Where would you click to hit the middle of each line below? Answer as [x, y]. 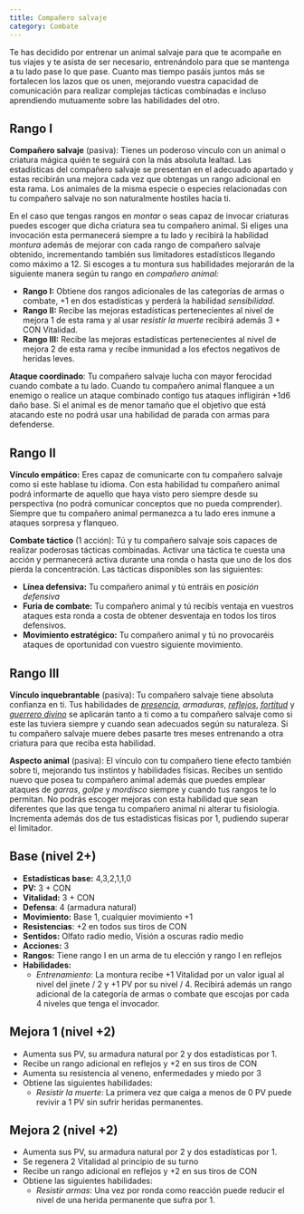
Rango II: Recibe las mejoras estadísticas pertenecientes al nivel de [148, 311]
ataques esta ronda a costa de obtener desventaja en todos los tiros [149, 616]
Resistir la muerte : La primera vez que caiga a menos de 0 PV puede [164, 1092]
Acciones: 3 [46, 945]
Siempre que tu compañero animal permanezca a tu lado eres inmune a [142, 514]
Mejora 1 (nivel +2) [62, 1032]
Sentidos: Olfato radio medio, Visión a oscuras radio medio [133, 936]
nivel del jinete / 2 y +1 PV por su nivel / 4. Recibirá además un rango [164, 984]
